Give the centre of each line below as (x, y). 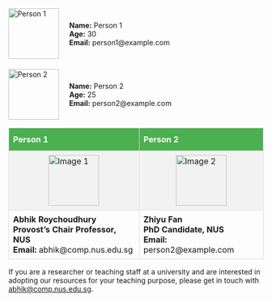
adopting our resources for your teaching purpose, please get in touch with (134, 280)
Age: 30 (83, 34)
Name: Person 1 (96, 25)
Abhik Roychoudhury (55, 219)
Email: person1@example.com (119, 42)
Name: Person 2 (96, 86)
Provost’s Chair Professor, (65, 230)
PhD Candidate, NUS (183, 230)
